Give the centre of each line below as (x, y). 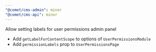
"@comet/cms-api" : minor (31, 15)
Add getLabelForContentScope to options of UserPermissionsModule (82, 39)
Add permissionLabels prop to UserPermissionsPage (66, 44)
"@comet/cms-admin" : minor (34, 10)
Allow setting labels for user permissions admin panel (61, 29)
